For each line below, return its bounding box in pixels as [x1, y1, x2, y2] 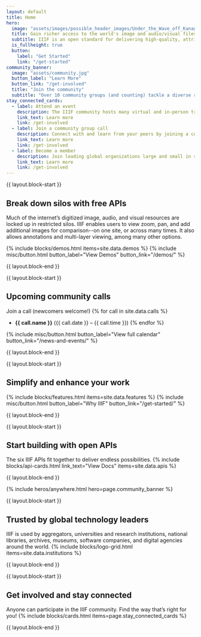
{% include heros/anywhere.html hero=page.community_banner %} [6, 486, 173, 493]
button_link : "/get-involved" [11, 81, 87, 87]
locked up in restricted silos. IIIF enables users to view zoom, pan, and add [6, 220, 190, 227]
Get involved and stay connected [6, 590, 132, 600]
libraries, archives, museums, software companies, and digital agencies [6, 537, 182, 544]
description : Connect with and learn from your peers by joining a [17, 131, 188, 138]
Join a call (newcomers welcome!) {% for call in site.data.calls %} [6, 307, 168, 315]
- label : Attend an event [11, 103, 77, 109]
